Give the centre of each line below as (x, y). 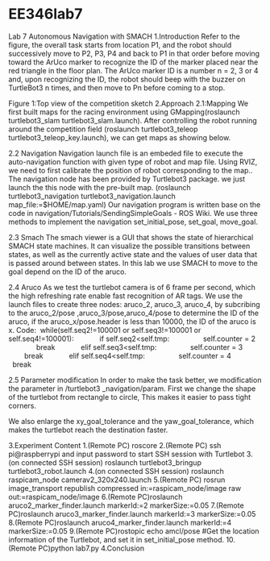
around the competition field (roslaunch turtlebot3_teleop (104, 129)
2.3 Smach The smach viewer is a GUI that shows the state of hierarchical (131, 237)
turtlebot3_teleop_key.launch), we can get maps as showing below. (120, 137)
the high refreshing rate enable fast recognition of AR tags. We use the (126, 296)
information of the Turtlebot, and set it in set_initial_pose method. (116, 539)
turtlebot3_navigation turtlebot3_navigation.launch (92, 196)
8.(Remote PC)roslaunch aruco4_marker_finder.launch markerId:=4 (120, 522)
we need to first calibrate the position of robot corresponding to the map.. (131, 170)
